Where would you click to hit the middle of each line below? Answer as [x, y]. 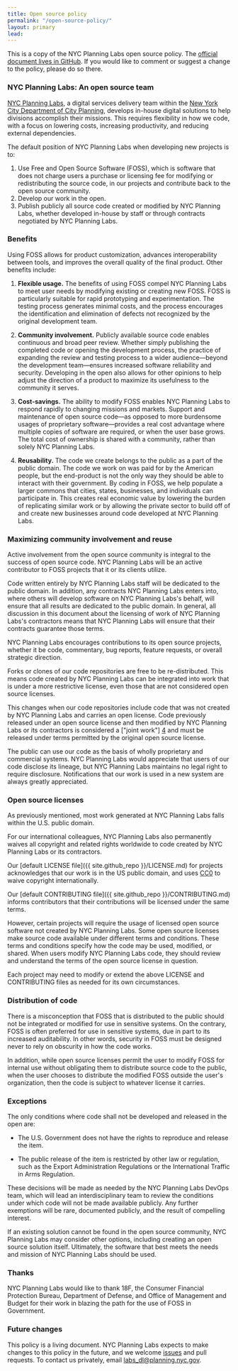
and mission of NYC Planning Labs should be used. [82, 1255]
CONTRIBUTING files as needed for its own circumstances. [94, 982]
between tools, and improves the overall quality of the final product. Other [115, 262]
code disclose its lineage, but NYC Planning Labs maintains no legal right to [118, 766]
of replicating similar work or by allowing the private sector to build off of [124, 505]
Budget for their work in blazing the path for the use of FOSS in [99, 1304]
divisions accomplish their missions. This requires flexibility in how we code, [119, 118]
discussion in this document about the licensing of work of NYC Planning [114, 614]
